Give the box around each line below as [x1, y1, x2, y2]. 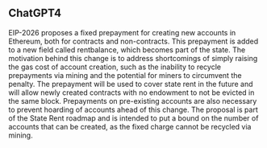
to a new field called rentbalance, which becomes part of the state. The [8, 44, 246, 55]
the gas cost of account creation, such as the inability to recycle [8, 62, 222, 72]
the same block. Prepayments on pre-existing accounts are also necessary [8, 96, 257, 105]
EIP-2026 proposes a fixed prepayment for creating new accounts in [8, 27, 236, 37]
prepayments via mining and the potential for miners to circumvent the [8, 70, 242, 80]
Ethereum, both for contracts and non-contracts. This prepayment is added [8, 36, 259, 46]
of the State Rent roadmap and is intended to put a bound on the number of [8, 113, 259, 123]
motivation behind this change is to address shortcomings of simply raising [8, 53, 258, 63]
